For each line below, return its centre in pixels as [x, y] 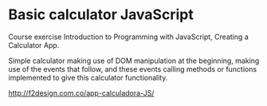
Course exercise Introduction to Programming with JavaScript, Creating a [128, 37]
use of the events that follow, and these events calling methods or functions [133, 69]
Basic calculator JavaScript [101, 15]
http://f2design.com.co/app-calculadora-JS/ [81, 92]
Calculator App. [34, 45]
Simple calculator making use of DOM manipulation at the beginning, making [134, 61]
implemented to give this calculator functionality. [88, 77]
